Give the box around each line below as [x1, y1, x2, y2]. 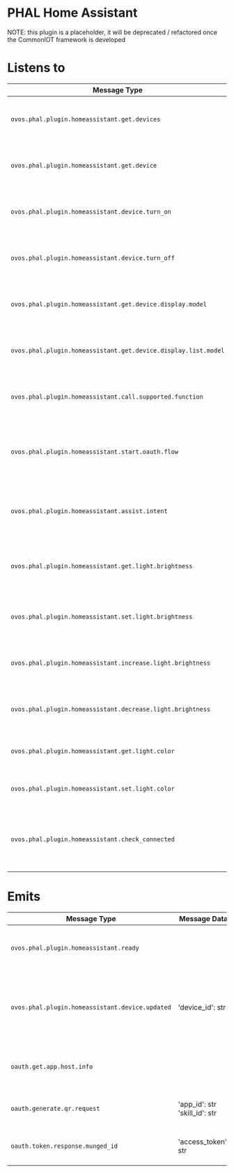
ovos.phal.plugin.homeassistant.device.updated [10, 1003, 172, 1011]
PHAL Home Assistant [7, 5, 138, 21]
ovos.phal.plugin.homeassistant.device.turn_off [10, 253, 175, 262]
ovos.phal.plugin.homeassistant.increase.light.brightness [10, 658, 211, 667]
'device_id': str [178, 1002, 226, 1012]
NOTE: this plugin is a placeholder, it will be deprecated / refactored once [7, 28, 218, 36]
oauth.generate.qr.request [10, 1105, 100, 1112]
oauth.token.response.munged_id [10, 1142, 118, 1150]
